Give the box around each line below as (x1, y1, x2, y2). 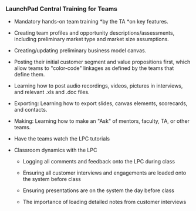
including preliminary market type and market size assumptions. (13, 36, 170, 43)
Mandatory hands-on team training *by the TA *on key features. (13, 18, 168, 25)
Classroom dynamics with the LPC (13, 146, 97, 154)
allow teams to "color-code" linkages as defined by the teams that (13, 65, 174, 72)
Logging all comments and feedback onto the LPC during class (22, 158, 175, 165)
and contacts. (13, 106, 48, 113)
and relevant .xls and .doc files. (13, 89, 90, 96)
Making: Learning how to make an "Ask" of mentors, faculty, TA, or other (13, 118, 190, 125)
